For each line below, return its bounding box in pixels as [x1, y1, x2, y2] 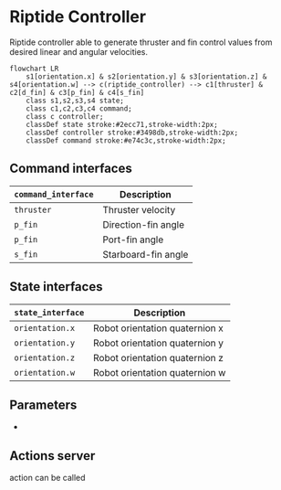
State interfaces [9, 279, 103, 294]
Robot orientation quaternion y [92, 336, 224, 349]
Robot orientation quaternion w [92, 366, 226, 378]
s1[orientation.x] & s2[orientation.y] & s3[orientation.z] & [26, 71, 267, 81]
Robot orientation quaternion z [92, 351, 224, 364]
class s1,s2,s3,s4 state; [26, 96, 125, 105]
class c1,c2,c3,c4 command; [26, 103, 132, 113]
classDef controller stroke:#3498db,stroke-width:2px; [26, 128, 239, 137]
